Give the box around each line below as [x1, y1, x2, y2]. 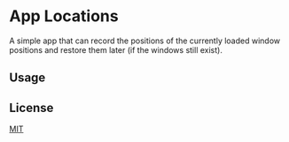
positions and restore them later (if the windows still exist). [9, 44, 223, 55]
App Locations [9, 6, 119, 26]
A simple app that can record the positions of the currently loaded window [9, 35, 281, 46]
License [9, 100, 54, 116]
